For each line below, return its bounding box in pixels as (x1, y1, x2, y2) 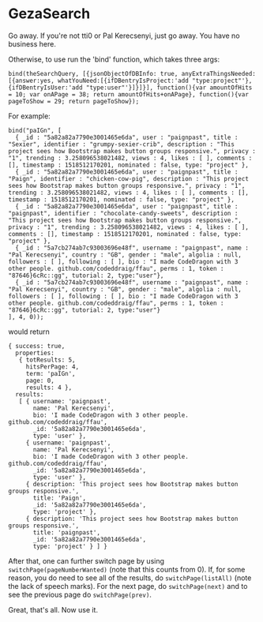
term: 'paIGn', (25, 369, 77, 377)
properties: (15, 349, 55, 357)
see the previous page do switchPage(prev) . (8, 590, 152, 599)
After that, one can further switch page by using (8, 556, 164, 565)
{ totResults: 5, (18, 356, 77, 364)
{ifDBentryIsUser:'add (8, 84, 83, 92)
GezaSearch (8, 5, 91, 23)
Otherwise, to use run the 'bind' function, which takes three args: (8, 54, 220, 64)
